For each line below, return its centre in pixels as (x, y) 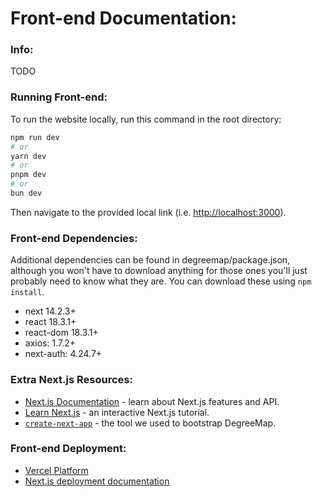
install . (27, 292)
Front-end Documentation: (123, 18)
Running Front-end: (59, 97)
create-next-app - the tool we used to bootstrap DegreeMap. (150, 423)
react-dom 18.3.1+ (61, 333)
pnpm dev (28, 175)
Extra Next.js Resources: (71, 380)
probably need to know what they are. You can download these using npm (161, 281)
